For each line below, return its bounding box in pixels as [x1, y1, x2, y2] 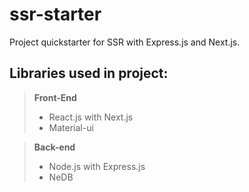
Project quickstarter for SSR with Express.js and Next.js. [9, 36, 241, 48]
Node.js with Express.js [48, 160, 146, 172]
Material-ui [48, 121, 94, 133]
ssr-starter [9, 3, 102, 26]
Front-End [33, 91, 77, 103]
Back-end [33, 141, 76, 153]
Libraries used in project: [9, 65, 169, 82]
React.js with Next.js [48, 111, 134, 123]
